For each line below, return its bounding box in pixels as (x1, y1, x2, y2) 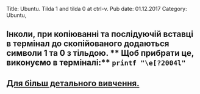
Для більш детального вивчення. (6, 78, 140, 89)
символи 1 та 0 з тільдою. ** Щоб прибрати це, (6, 48, 194, 58)
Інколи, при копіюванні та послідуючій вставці (6, 29, 194, 39)
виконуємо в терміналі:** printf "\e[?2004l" (6, 58, 186, 68)
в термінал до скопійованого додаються (6, 39, 170, 49)
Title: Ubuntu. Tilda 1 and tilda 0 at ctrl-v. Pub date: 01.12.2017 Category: (6, 5, 187, 12)
